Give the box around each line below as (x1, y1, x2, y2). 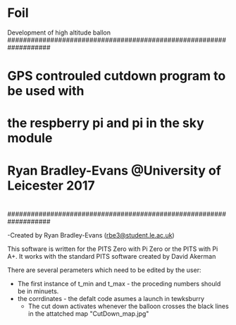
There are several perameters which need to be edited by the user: (7, 266, 201, 274)
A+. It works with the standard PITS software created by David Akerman (7, 252, 216, 260)
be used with (7, 83, 85, 99)
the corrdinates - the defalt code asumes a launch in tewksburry (17, 294, 205, 302)
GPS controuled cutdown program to (7, 68, 226, 84)
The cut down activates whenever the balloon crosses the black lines (27, 302, 229, 310)
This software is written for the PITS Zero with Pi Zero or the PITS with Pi (7, 245, 218, 253)
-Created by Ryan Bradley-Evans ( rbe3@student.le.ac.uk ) (7, 231, 175, 239)
